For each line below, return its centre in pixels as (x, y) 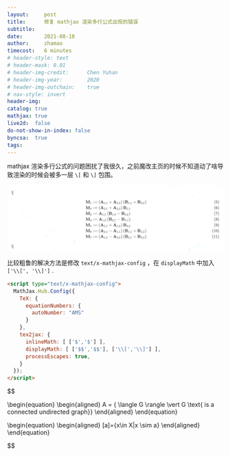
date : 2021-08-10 (41, 36)
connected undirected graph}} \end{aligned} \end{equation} (92, 412)
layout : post (32, 14)
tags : (15, 145)
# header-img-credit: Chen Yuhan (62, 72)
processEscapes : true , (58, 356)
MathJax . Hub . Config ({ (44, 291)
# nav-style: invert (37, 94)
